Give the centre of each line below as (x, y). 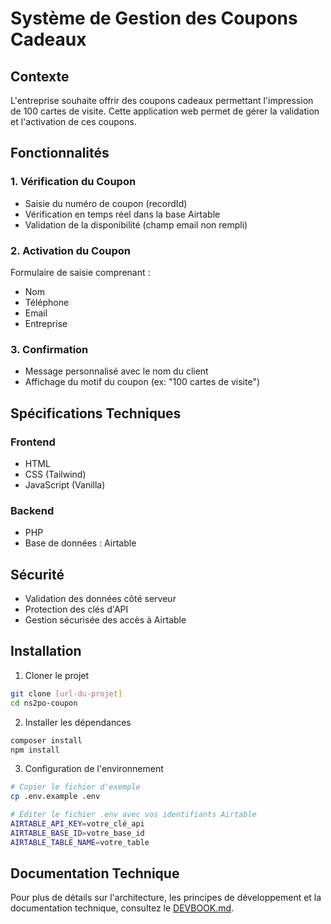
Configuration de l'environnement (94, 769)
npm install (35, 750)
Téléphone (47, 302)
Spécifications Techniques (96, 413)
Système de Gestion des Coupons (154, 18)
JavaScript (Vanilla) (65, 484)
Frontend (33, 442)
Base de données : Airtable (80, 543)
